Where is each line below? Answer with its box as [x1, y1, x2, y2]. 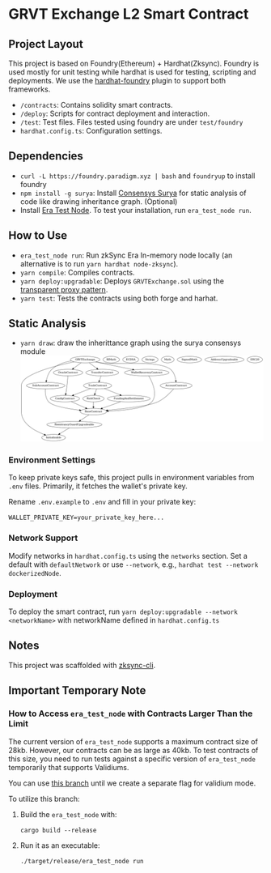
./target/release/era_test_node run [19, 857, 144, 865]
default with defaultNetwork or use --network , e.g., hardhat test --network [8, 560, 259, 569]
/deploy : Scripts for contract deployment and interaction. [19, 109, 210, 118]
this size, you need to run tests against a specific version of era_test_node [8, 754, 256, 764]
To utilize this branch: [8, 794, 80, 803]
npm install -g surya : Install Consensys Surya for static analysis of [19, 188, 247, 198]
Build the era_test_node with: [19, 809, 117, 819]
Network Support [8, 532, 78, 543]
